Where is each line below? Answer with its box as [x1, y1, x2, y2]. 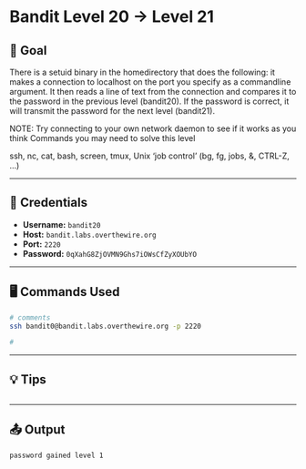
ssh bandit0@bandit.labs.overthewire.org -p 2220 [9, 321, 202, 331]
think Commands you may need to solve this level [9, 133, 196, 143]
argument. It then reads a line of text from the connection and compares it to [9, 87, 297, 97]
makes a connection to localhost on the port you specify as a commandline [9, 76, 291, 87]
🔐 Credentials [9, 195, 88, 210]
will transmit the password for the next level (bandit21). [9, 106, 216, 116]
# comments [9, 312, 51, 322]
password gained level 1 [9, 451, 104, 460]
